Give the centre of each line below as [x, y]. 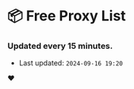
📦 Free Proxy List [67, 16]
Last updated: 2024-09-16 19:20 [71, 63]
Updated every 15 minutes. [60, 46]
